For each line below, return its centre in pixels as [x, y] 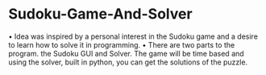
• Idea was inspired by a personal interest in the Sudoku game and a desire [133, 36]
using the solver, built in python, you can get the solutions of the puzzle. [128, 62]
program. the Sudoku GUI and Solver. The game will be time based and [126, 53]
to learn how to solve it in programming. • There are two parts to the [122, 44]
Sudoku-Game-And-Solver [100, 14]
